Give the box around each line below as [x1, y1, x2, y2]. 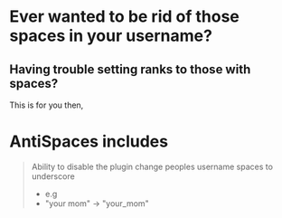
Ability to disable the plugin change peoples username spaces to [31, 161, 274, 172]
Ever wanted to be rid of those [9, 6, 240, 27]
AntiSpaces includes [9, 131, 169, 152]
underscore [31, 170, 75, 182]
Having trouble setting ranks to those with [9, 62, 251, 77]
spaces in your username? [9, 25, 212, 46]
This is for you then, [9, 100, 84, 110]
